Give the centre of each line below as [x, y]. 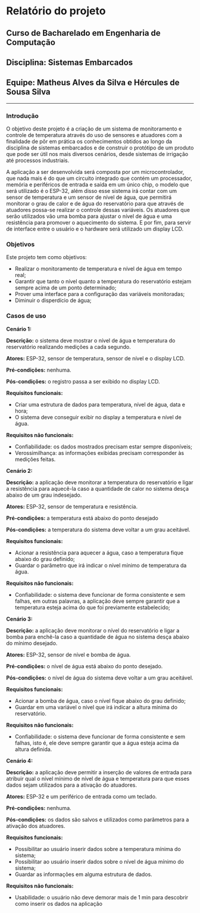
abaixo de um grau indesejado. [44, 495]
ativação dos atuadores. [36, 825]
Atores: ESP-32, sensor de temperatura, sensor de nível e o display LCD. [96, 358]
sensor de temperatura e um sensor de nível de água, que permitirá [89, 197]
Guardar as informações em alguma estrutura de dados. [84, 874]
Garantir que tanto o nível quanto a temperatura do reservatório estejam [103, 282]
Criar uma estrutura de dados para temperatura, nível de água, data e [100, 404]
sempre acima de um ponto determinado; [65, 288]
